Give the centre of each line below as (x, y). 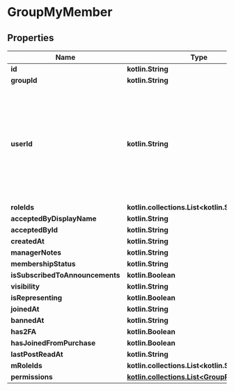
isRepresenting (37, 298)
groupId (24, 80)
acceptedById (34, 230)
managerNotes (36, 253)
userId (22, 144)
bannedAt (28, 320)
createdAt (28, 241)
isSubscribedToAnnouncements (65, 275)
